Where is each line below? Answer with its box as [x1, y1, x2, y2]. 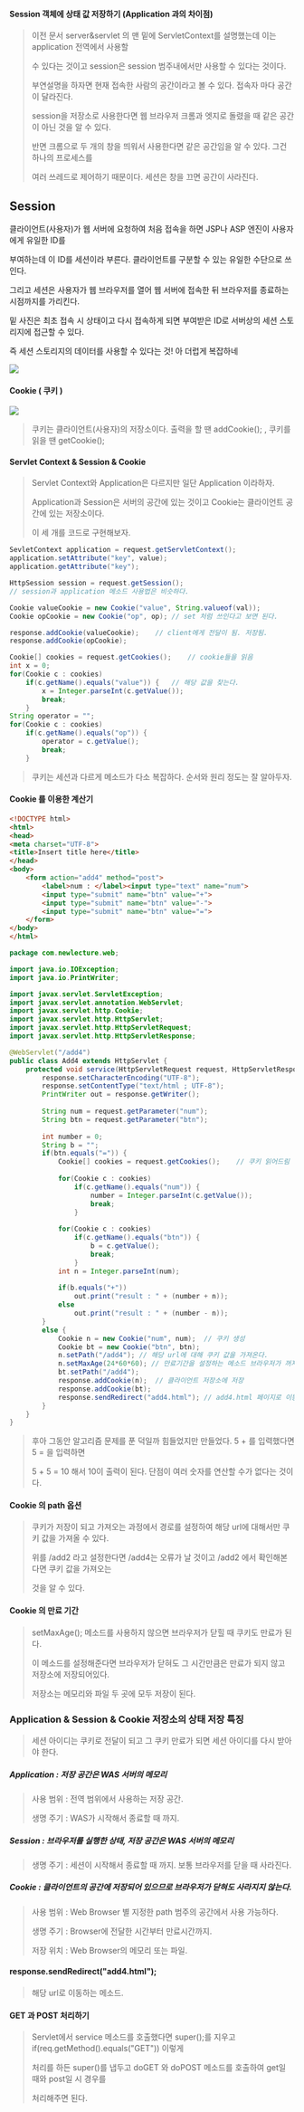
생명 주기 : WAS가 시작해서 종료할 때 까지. [31, 1812, 180, 1823]
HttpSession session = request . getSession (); [9, 579, 184, 588]
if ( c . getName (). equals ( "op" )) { [25, 728, 147, 737]
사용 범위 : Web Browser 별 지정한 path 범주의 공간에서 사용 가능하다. [31, 1906, 279, 1917]
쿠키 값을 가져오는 [48, 1564, 112, 1574]
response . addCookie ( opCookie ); [9, 636, 128, 646]
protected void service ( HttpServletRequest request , [25, 1064, 229, 1074]
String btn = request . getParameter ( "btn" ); [42, 1115, 208, 1124]
